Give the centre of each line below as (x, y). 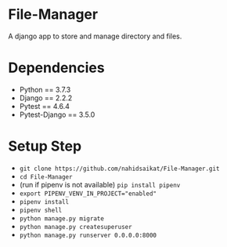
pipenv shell (41, 210)
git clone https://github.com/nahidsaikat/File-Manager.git (119, 169)
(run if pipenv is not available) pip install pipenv (100, 184)
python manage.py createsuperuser (76, 227)
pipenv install (44, 202)
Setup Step (45, 146)
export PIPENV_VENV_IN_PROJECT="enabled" (88, 194)
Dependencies (56, 68)
